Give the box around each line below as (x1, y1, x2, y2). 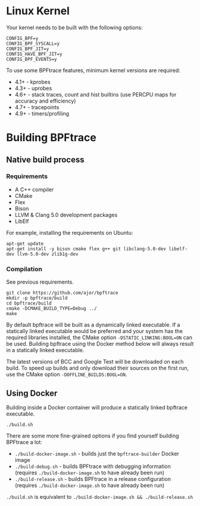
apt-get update (6, 240, 44, 247)
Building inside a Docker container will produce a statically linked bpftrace (6, 403, 187, 411)
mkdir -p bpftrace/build (6, 295, 68, 302)
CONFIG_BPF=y (6, 35, 39, 41)
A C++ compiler (14, 186, 54, 193)
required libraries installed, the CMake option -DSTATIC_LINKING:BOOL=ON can (6, 334, 192, 341)
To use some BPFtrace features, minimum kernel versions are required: (6, 67, 180, 74)
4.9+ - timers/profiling (14, 110, 70, 117)
